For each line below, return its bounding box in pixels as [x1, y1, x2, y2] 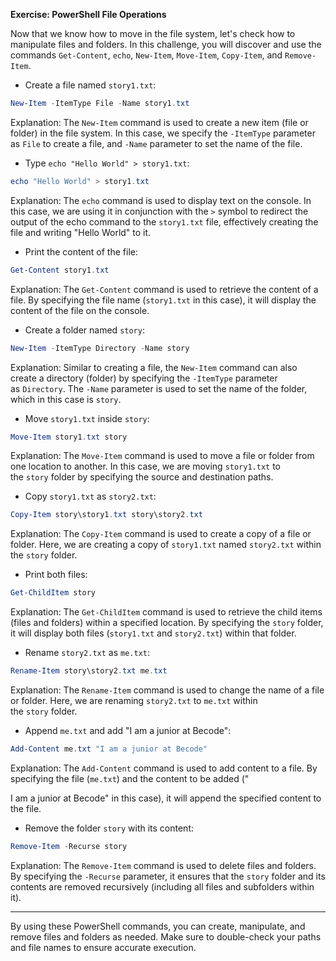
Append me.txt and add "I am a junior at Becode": [24, 725, 232, 736]
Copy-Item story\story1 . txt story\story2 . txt [10, 510, 203, 520]
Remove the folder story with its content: [24, 822, 195, 834]
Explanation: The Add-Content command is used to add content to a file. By [10, 762, 318, 774]
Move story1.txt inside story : [24, 412, 150, 424]
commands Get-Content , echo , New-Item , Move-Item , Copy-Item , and [10, 49, 283, 61]
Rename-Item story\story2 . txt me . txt [10, 666, 168, 676]
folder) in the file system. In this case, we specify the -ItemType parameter [10, 127, 316, 139]
